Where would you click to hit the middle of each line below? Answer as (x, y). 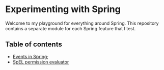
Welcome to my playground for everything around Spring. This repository (82, 23)
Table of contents (34, 45)
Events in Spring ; (31, 56)
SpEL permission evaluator (41, 62)
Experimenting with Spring (63, 9)
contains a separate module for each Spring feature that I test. (71, 28)
